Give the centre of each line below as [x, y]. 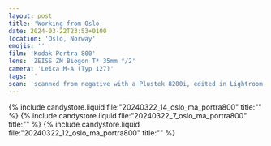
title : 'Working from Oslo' [56, 24]
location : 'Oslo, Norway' [52, 39]
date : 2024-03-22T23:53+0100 [58, 31]
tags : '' [23, 76]
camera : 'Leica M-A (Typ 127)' [61, 69]
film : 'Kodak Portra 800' [52, 54]
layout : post [30, 16]
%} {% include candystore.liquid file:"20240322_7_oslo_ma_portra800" [128, 115]
